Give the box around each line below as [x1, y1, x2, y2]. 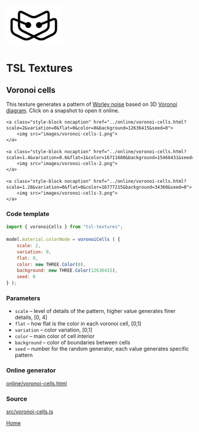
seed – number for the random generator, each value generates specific [14, 345, 190, 353]
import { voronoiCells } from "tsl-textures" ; [6, 224, 123, 230]
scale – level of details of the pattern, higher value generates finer [14, 308, 176, 315]
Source [6, 395, 28, 403]
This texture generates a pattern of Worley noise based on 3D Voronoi [6, 101, 178, 108]
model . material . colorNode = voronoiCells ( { [6, 237, 120, 243]
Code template [6, 209, 50, 218]
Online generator [6, 366, 56, 375]
